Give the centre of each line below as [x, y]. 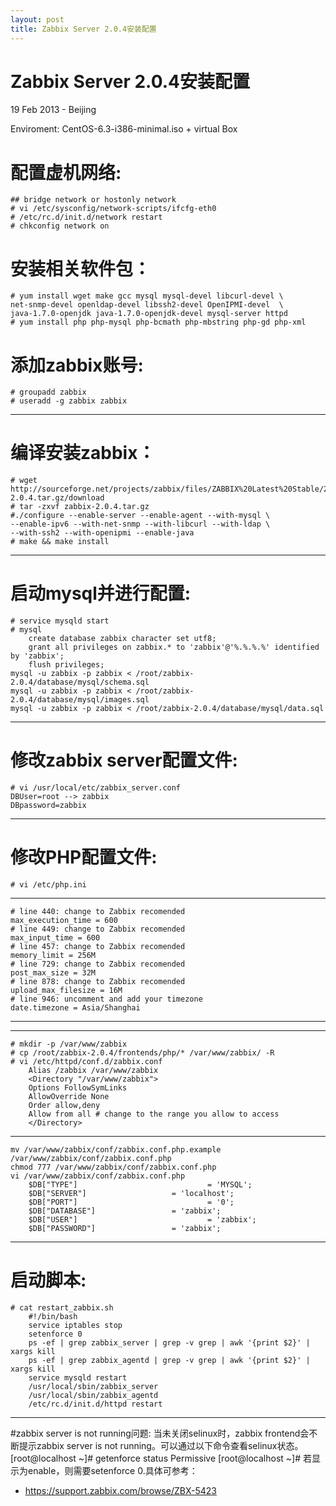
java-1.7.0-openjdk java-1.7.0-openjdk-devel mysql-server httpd [149, 314]
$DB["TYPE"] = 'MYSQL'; [140, 1185]
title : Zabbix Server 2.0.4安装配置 [83, 29]
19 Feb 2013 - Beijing [53, 110]
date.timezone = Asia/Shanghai [75, 1008]
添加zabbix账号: [77, 365]
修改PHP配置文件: [84, 857]
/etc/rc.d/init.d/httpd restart [95, 1404]
